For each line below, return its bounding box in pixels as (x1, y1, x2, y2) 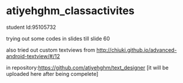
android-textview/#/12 (6, 52, 60, 59)
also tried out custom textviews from (6, 46, 96, 54)
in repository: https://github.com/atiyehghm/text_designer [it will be (6, 64, 169, 71)
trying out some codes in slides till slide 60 (6, 35, 110, 42)
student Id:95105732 (6, 24, 56, 31)
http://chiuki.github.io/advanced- (96, 46, 177, 54)
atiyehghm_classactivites (6, 4, 135, 18)
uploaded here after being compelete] (6, 70, 99, 77)
